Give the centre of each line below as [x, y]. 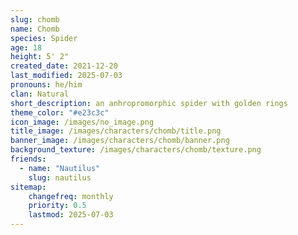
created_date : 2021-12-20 [64, 66]
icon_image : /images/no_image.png [82, 122]
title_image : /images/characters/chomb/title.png [116, 131]
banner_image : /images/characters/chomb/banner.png [120, 141]
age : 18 [26, 47]
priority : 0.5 [57, 206]
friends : [28, 159]
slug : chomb [35, 19]
